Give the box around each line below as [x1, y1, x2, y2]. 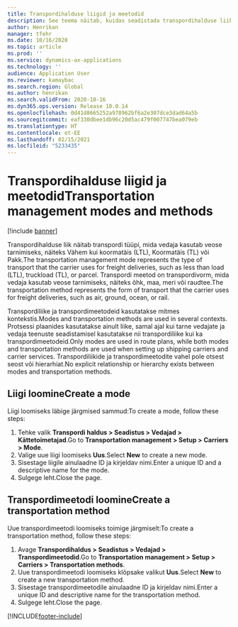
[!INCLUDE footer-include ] [7, 611, 83, 620]
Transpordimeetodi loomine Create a [7, 494, 171, 506]
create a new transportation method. [17, 575, 125, 584]
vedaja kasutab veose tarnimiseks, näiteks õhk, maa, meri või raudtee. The [7, 278, 224, 287]
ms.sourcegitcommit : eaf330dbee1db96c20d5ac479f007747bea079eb [7, 116, 198, 123]
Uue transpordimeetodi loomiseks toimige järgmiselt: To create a [7, 523, 194, 533]
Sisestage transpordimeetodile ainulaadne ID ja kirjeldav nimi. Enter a [17, 583, 218, 591]
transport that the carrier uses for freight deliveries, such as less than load [7, 263, 225, 272]
